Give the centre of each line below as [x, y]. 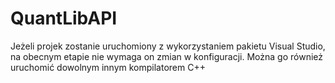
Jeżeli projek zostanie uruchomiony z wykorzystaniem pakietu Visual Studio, [168, 46]
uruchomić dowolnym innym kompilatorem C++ [108, 67]
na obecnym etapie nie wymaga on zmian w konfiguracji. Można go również [167, 56]
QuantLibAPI [64, 18]
